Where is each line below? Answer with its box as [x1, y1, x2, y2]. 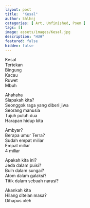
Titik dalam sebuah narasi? [5, 178, 59, 184]
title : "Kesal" [5, 12, 38, 17]
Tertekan [5, 62, 23, 68]
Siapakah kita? [5, 97, 35, 103]
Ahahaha [5, 92, 23, 98]
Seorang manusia [5, 107, 40, 113]
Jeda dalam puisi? [5, 162, 41, 168]
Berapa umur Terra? [5, 132, 45, 138]
